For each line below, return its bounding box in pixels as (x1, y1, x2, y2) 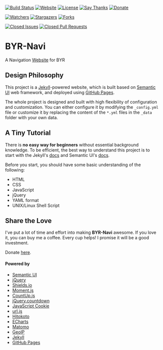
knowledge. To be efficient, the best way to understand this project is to (5, 147, 150, 153)
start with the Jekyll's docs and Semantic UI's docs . (5, 152, 110, 158)
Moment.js (12, 287, 34, 293)
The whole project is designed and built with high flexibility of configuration (5, 99, 158, 105)
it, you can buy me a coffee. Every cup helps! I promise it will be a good (5, 235, 149, 241)
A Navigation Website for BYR (5, 57, 65, 63)
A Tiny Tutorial (5, 129, 51, 137)
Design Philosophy (5, 71, 64, 79)
